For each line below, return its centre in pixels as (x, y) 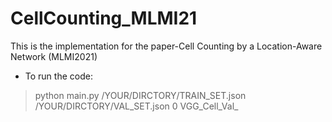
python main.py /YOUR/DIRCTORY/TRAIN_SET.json (140, 95)
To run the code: (58, 76)
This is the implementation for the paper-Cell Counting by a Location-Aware (166, 46)
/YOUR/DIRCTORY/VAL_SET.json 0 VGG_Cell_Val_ (136, 106)
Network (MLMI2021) (54, 56)
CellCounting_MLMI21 (104, 18)
